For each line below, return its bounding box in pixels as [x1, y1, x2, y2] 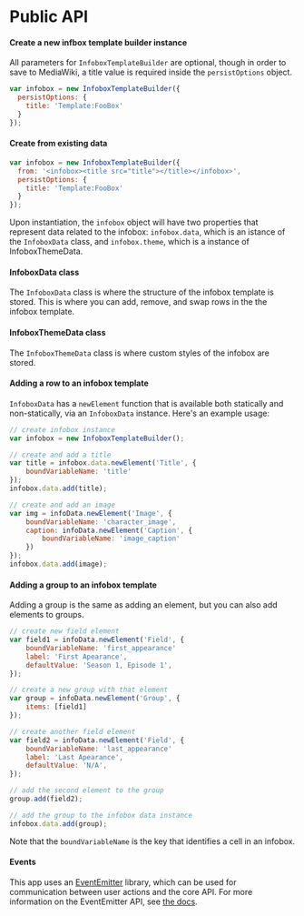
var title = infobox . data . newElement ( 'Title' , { [9, 458, 197, 468]
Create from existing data [9, 138, 108, 149]
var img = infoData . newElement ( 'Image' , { [9, 508, 172, 518]
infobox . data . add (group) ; [9, 819, 107, 829]
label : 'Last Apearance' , [25, 752, 124, 761]
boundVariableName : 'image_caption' [42, 534, 181, 543]
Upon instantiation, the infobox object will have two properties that [9, 216, 259, 228]
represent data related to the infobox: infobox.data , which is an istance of [9, 226, 286, 237]
